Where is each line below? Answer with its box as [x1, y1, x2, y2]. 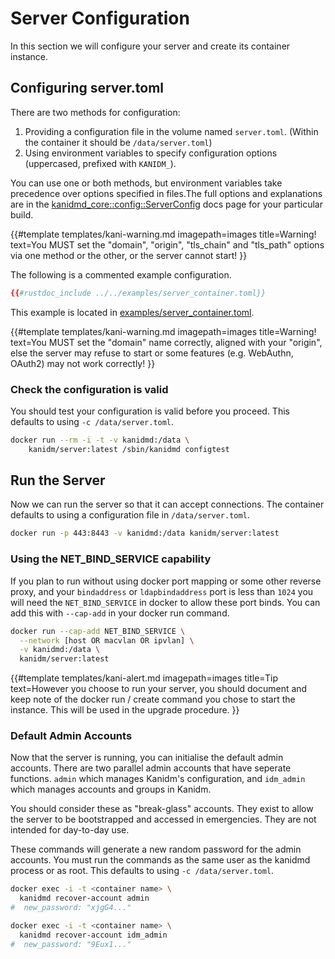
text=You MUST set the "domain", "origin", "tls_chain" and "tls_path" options [10, 238, 325, 251]
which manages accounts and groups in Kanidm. [10, 783, 212, 796]
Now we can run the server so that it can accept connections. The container [10, 498, 325, 511]
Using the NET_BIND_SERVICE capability [10, 552, 212, 566]
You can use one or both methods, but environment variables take [10, 177, 283, 189]
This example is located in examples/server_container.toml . [10, 306, 255, 318]
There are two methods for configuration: [10, 106, 181, 118]
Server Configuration [10, 7, 190, 30]
